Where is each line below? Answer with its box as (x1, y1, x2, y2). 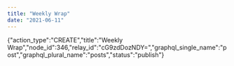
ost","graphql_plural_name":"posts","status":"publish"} (7, 50, 165, 59)
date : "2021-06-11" (7, 17, 64, 24)
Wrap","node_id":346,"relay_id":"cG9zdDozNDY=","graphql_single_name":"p (7, 43, 227, 51)
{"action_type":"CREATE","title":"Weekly (7, 35, 123, 44)
